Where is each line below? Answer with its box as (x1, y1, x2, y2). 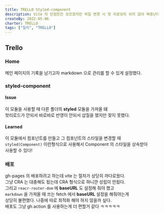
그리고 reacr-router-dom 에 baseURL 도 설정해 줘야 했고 (5, 185, 115, 191)
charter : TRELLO (5, 21, 38, 26)
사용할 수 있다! (5, 147, 33, 153)
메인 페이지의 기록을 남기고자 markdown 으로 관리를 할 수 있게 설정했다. (5, 70, 142, 76)
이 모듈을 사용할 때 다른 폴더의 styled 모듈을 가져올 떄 (5, 106, 108, 112)
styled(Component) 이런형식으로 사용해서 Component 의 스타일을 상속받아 (5, 142, 148, 147)
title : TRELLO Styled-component (5, 7, 71, 12)
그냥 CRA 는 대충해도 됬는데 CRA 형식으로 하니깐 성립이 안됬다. (5, 179, 125, 185)
